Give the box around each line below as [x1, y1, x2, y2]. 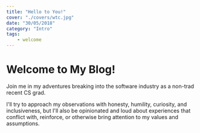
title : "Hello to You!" [6, 8, 66, 15]
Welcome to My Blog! [6, 63, 116, 76]
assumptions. [6, 120, 40, 127]
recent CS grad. [6, 88, 46, 96]
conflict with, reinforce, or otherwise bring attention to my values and [6, 113, 178, 120]
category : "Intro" [6, 25, 53, 32]
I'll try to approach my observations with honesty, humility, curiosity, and [6, 101, 187, 108]
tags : [6, 31, 20, 37]
